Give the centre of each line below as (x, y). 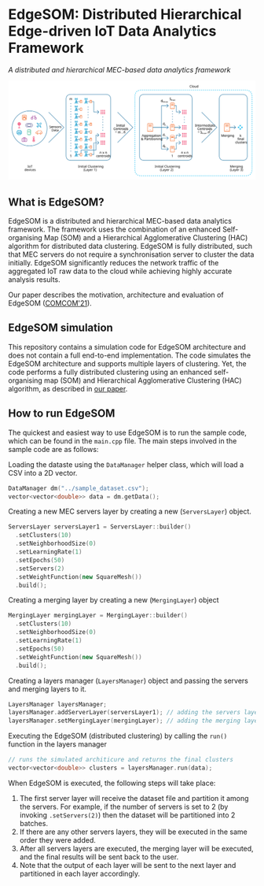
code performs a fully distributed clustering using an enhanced (110, 372)
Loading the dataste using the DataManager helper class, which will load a (126, 464)
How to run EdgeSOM (62, 414)
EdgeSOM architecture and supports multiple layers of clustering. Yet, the (127, 363)
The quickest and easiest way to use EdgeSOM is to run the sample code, (128, 432)
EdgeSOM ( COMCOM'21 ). (50, 303)
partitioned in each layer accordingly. (79, 873)
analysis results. (34, 280)
